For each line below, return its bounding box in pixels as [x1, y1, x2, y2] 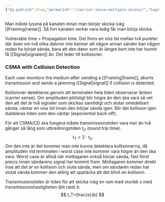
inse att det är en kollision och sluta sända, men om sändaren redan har [5, 164, 150, 170]
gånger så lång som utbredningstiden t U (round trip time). [5, 125, 121, 132]
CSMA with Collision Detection [5, 64, 80, 70]
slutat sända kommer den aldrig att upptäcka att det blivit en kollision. [5, 169, 146, 175]
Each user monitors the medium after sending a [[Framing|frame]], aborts [5, 74, 154, 80]
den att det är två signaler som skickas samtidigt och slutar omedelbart [5, 100, 149, 106]
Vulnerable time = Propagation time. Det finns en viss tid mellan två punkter [5, 35, 158, 41]
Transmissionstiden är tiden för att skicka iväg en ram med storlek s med [5, 178, 152, 185]
